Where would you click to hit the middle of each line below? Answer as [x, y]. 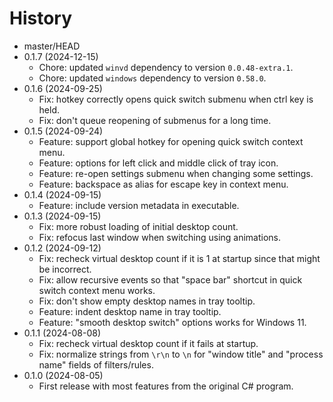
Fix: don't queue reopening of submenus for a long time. [155, 120]
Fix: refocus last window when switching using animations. [160, 237]
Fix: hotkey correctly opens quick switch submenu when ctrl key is [176, 99]
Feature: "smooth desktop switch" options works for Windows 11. [172, 322]
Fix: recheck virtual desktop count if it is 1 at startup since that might [179, 258]
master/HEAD [52, 46]
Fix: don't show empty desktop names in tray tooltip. [147, 301]
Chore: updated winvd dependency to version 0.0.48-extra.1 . [166, 67]
